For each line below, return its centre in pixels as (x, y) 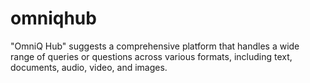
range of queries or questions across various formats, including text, (151, 56)
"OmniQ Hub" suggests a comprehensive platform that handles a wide (155, 46)
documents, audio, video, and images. (89, 67)
